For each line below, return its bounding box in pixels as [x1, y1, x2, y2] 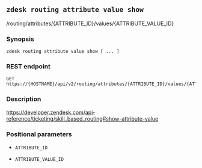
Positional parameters [6, 130, 72, 138]
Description [6, 95, 41, 103]
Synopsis [6, 35, 34, 43]
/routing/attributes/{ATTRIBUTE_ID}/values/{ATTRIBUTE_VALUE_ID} [6, 20, 174, 27]
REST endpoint [6, 62, 51, 71]
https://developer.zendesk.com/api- [6, 109, 96, 116]
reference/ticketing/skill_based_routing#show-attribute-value [6, 115, 159, 122]
